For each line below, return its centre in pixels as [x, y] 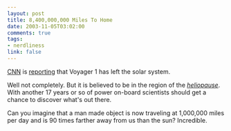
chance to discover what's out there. [59, 99]
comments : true [29, 33]
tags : [15, 39]
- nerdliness [26, 46]
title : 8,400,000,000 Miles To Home [60, 20]
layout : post [26, 13]
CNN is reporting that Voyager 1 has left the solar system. [89, 71]
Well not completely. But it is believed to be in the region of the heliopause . [114, 85]
